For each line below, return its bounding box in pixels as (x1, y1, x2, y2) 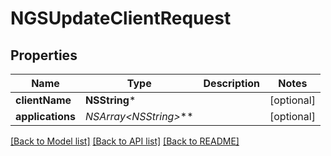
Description (203, 77, 260, 90)
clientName (15, 93, 72, 107)
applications (15, 110, 76, 123)
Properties (10, 47, 78, 64)
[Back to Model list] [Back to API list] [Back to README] (10, 135, 240, 147)
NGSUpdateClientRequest (10, 7, 232, 30)
